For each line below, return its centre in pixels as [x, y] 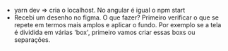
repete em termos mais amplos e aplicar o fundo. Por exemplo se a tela [118, 25]
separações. [32, 40]
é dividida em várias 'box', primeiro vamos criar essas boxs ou [104, 32]
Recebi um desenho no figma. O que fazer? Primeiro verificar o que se [116, 17]
